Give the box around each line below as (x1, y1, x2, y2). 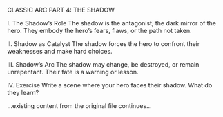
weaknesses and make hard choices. (7, 47, 113, 55)
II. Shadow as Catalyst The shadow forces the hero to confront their (7, 40, 200, 47)
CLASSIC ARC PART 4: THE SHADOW (7, 6, 115, 14)
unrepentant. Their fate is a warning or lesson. (7, 68, 139, 76)
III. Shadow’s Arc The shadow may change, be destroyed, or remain (7, 61, 200, 68)
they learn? (7, 89, 39, 96)
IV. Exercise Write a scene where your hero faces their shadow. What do (7, 81, 213, 89)
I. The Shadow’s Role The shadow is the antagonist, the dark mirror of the (7, 19, 216, 27)
